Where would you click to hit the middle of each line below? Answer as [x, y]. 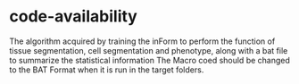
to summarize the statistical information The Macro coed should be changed [149, 60]
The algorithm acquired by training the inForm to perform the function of [142, 41]
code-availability [74, 17]
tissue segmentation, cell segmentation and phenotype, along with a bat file [149, 50]
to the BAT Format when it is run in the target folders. [107, 70]
